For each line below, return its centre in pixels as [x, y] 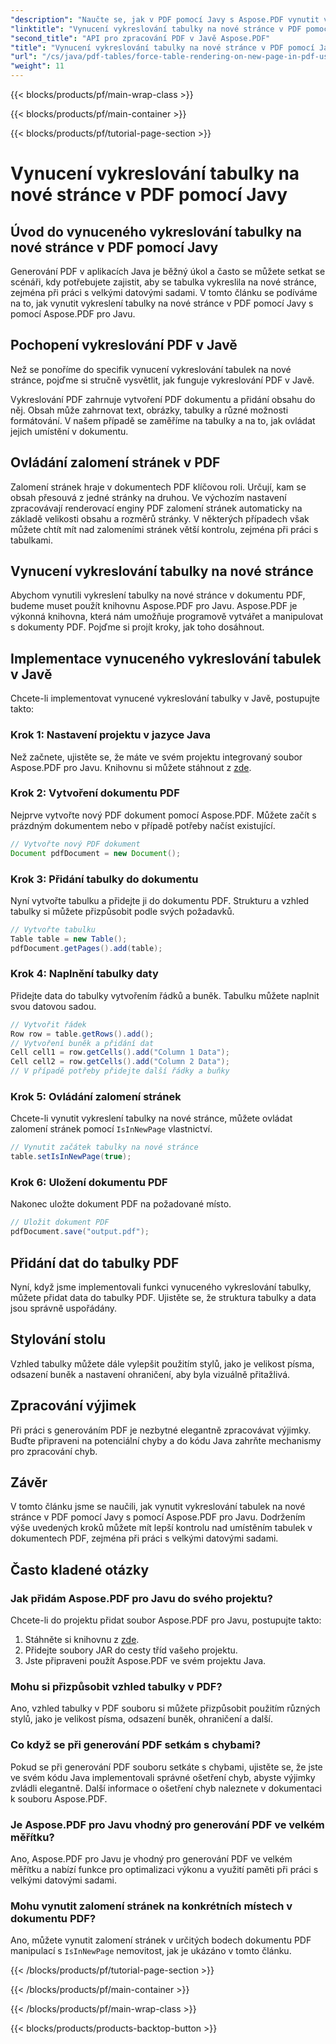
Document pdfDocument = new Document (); [96, 853]
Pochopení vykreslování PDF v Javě [124, 345]
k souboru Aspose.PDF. [59, 1798]
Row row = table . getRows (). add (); [82, 1034]
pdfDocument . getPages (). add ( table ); [86, 948]
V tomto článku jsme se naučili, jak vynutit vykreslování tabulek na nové [158, 1507]
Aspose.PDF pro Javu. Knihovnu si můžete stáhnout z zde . [131, 767]
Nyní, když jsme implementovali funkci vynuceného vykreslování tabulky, [161, 1287]
